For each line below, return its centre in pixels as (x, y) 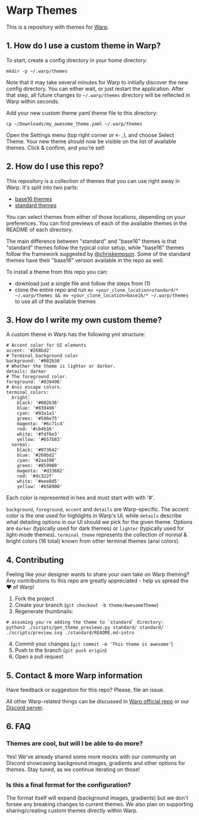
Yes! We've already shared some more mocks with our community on (91, 757)
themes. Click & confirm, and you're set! (55, 148)
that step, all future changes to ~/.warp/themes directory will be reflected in (98, 95)
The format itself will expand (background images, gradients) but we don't (97, 798)
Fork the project (35, 599)
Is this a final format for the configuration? (69, 785)
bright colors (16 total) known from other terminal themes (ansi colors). (93, 541)
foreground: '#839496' (34, 382)
